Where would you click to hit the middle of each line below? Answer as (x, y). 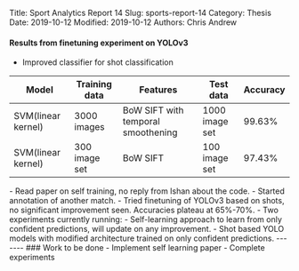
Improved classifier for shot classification (97, 62)
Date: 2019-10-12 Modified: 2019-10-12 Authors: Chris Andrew (123, 22)
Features (158, 90)
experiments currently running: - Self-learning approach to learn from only (145, 219)
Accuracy (264, 90)
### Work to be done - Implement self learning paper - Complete (145, 248)
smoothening (150, 132)
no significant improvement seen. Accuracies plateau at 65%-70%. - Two (144, 210)
